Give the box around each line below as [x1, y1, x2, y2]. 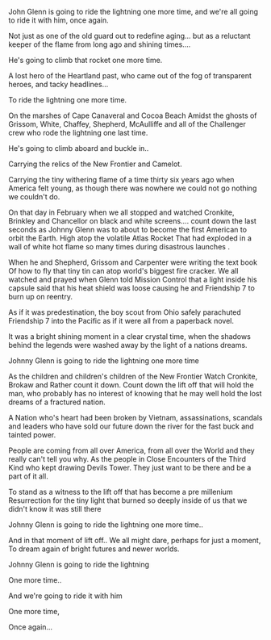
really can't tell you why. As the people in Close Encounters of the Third [8, 454, 246, 463]
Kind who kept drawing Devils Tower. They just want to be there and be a [8, 463, 252, 472]
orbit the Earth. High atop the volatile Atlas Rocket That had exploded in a [8, 233, 252, 243]
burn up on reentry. [8, 292, 73, 301]
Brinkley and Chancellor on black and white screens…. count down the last [8, 216, 256, 225]
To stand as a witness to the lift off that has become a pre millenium [8, 487, 233, 496]
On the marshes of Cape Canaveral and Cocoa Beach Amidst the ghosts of [8, 111, 257, 120]
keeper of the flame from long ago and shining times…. [8, 40, 191, 49]
